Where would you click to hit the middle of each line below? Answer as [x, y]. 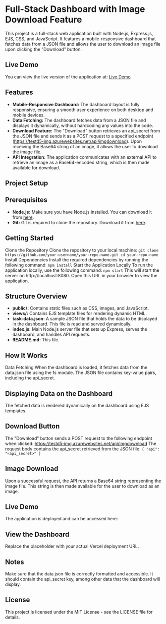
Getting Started [29, 238]
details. [13, 617]
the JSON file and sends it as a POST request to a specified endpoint [83, 136]
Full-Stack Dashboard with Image [75, 9]
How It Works [27, 355]
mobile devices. [28, 115]
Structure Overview [36, 296]
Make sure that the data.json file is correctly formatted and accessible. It [79, 574]
